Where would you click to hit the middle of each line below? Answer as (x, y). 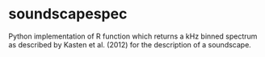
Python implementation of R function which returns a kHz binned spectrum (133, 36)
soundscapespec (68, 14)
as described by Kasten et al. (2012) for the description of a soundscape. (130, 44)
